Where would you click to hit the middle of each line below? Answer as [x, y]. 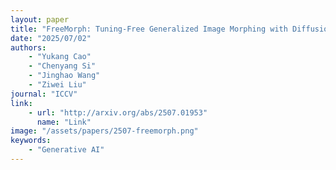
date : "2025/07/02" [51, 38]
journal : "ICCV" [44, 94]
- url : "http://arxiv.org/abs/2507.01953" [118, 112]
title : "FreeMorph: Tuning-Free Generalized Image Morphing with [149, 29]
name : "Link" [64, 122]
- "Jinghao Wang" [64, 76]
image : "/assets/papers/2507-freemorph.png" [104, 131]
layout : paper [40, 19]
